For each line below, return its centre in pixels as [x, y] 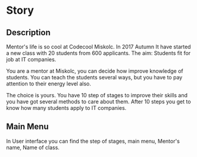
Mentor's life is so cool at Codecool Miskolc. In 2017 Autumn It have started [99, 47]
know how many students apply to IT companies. [66, 108]
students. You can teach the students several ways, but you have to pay [94, 77]
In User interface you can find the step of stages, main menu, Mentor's [93, 141]
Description [28, 33]
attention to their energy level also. [49, 84]
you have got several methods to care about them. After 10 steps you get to [99, 101]
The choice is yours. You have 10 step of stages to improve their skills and [97, 95]
